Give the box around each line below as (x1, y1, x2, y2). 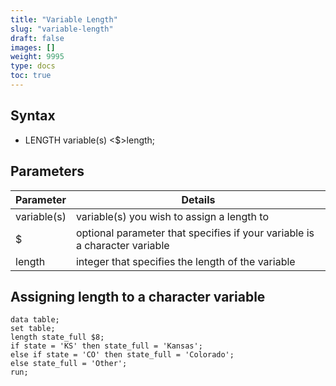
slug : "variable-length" (10, 24, 114, 34)
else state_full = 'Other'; (10, 359, 128, 369)
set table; (10, 324, 56, 334)
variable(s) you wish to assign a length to (75, 209, 269, 223)
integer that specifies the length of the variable (75, 254, 296, 268)
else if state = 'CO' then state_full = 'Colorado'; (10, 350, 235, 360)
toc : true (10, 71, 52, 81)
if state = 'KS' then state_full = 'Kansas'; (10, 341, 203, 351)
